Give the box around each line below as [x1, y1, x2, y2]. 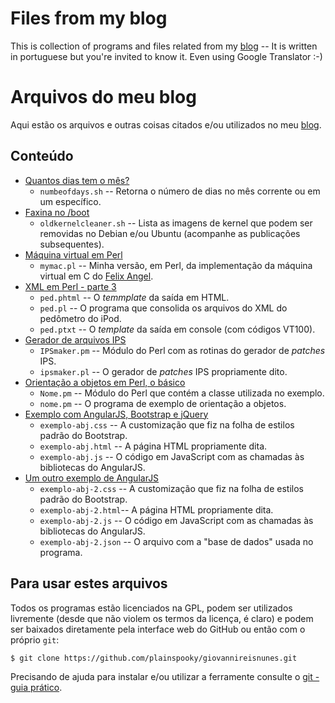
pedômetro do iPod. [39, 312, 122, 324]
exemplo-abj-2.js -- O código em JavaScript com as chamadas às [39, 514, 314, 526]
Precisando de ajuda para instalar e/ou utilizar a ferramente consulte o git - [10, 670, 320, 682]
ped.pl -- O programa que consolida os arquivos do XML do [39, 302, 288, 314]
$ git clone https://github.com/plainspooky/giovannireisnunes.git [10, 653, 298, 663]
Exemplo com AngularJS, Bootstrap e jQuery [24, 408, 209, 420]
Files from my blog [10, 7, 168, 30]
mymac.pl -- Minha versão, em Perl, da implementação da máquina [39, 259, 313, 271]
